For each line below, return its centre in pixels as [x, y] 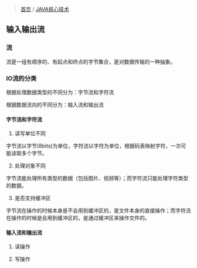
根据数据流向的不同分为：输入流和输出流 [55, 105]
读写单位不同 [30, 133]
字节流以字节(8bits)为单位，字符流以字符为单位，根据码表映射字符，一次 [94, 146]
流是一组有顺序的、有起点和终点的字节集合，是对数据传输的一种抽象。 [91, 62]
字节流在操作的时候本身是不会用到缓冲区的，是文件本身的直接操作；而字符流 [98, 210]
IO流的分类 [21, 78]
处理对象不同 [30, 166]
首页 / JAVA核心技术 [45, 9]
